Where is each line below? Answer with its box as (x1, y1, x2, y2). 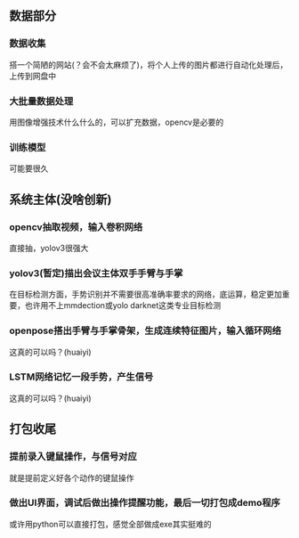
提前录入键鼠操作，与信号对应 (9, 451, 138, 463)
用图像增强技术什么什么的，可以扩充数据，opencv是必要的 (9, 117, 224, 127)
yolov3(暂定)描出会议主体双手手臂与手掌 (9, 266, 183, 279)
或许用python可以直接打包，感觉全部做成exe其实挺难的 (9, 518, 212, 529)
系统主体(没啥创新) (9, 192, 112, 207)
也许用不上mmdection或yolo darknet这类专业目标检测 (24, 300, 222, 311)
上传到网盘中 (9, 70, 56, 81)
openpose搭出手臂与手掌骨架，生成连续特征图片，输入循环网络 (9, 324, 282, 337)
